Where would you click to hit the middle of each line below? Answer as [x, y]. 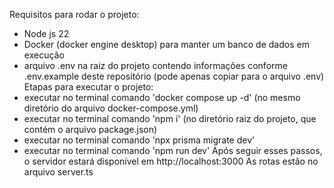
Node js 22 [46, 33]
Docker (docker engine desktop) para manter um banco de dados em [166, 44]
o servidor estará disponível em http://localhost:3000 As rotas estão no [171, 161]
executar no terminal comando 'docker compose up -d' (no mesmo [162, 97]
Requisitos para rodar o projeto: [74, 14]
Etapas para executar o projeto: [88, 87]
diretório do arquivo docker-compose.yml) [111, 108]
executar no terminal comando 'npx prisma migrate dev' [139, 140]
